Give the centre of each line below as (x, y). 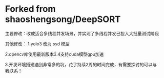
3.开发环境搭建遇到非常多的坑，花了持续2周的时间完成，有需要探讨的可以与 (81, 64)
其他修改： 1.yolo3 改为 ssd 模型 (37, 44)
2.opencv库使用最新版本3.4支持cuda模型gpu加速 (54, 54)
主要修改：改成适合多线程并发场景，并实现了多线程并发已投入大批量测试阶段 (82, 33)
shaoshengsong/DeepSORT (63, 19)
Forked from (31, 9)
